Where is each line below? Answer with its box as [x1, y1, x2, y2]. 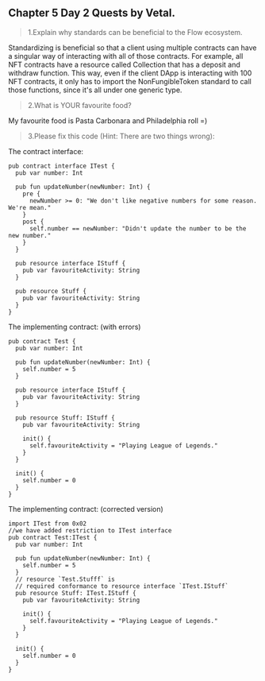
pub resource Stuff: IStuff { [15, 413, 115, 422]
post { [22, 218, 44, 226]
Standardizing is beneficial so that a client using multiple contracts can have [8, 43, 257, 52]
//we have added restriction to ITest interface [8, 526, 172, 535]
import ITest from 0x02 [8, 520, 87, 528]
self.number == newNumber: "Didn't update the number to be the [29, 224, 247, 233]
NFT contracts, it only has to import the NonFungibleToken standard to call [8, 76, 252, 86]
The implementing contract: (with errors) [8, 322, 141, 331]
